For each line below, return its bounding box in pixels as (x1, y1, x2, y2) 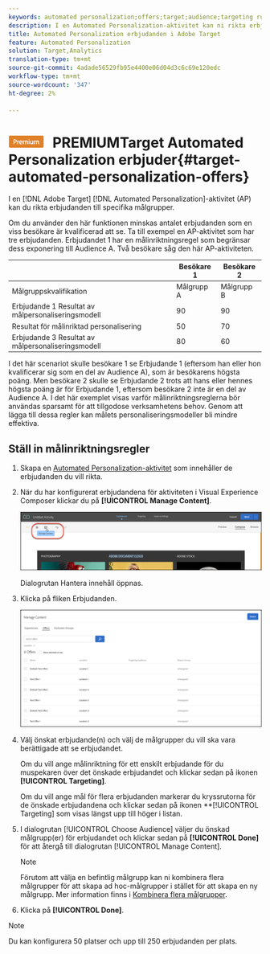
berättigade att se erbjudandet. (19, 743, 123, 753)
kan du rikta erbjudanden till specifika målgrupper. (8, 203, 175, 212)
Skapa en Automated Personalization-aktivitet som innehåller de (19, 463, 233, 473)
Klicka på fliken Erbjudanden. (19, 594, 117, 604)
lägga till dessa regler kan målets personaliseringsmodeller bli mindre (8, 410, 238, 420)
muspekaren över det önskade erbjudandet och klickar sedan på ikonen (19, 768, 259, 777)
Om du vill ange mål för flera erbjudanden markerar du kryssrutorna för (19, 792, 256, 801)
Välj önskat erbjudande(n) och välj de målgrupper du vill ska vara (19, 735, 235, 745)
